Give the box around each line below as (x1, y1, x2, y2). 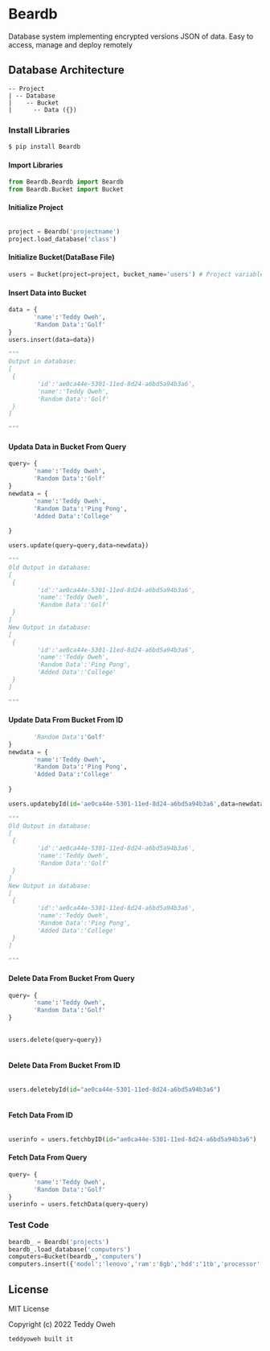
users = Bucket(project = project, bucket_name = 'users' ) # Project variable (8, 270, 264, 278)
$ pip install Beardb (8, 142, 81, 151)
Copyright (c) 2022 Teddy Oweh (8, 1319, 116, 1328)
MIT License (8, 1304, 50, 1313)
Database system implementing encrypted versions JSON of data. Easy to (8, 31, 254, 41)
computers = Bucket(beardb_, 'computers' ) (8, 1253, 142, 1261)
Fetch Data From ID (8, 1110, 74, 1120)
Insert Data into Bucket (8, 287, 87, 298)
